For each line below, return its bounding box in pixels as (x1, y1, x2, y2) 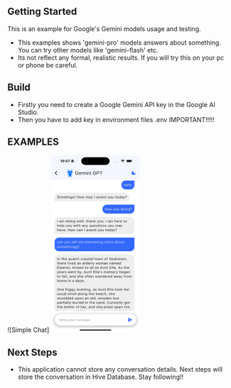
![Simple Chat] (7, 326, 50, 334)
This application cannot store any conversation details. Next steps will (17, 365, 222, 374)
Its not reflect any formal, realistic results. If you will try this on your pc (17, 53, 225, 62)
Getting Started (7, 6, 77, 18)
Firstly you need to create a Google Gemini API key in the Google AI (17, 100, 215, 109)
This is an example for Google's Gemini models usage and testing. (7, 24, 201, 33)
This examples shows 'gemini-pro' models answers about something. (17, 38, 222, 47)
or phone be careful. (17, 60, 78, 70)
